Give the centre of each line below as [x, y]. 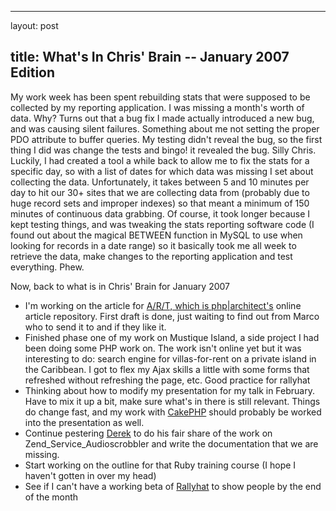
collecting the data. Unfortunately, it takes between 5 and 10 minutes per [160, 182]
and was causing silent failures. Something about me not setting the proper [165, 128]
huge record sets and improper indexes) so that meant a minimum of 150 [160, 203]
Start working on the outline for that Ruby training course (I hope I [160, 465]
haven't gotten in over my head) [90, 475]
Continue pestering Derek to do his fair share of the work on [148, 433]
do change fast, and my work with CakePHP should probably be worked [173, 412]
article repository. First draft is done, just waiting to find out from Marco [172, 316]
